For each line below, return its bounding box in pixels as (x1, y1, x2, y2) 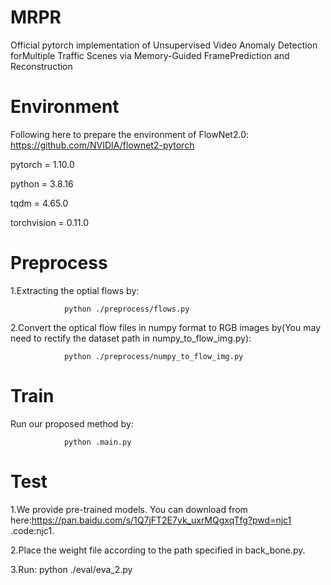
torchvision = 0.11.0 (10, 216, 89, 228)
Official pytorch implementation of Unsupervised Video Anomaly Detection (10, 39, 318, 51)
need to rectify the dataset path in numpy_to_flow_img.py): (10, 332, 252, 344)
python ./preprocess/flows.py (63, 304, 190, 314)
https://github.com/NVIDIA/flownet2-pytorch (10, 139, 195, 151)
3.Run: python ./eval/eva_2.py (10, 563, 133, 575)
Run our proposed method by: (10, 417, 134, 430)
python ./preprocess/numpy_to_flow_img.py (63, 351, 244, 361)
